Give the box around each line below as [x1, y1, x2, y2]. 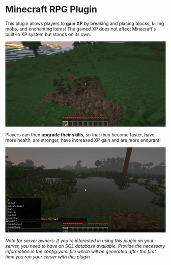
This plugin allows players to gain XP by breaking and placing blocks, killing [5, 20, 164, 26]
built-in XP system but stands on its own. [5, 31, 92, 37]
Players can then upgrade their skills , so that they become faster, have [5, 131, 155, 138]
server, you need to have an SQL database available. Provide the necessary [5, 243, 165, 249]
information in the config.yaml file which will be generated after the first [5, 248, 156, 254]
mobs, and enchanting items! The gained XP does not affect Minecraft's [5, 25, 156, 32]
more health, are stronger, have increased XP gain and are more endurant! [5, 137, 161, 143]
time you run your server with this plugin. [5, 253, 92, 260]
